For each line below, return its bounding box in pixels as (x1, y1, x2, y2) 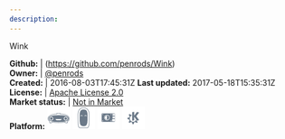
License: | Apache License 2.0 (9, 87, 124, 97)
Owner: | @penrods (9, 68, 84, 79)
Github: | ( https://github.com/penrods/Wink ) (9, 58, 176, 69)
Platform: (9, 120, 45, 131)
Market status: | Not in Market (9, 96, 124, 107)
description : (9, 14, 59, 23)
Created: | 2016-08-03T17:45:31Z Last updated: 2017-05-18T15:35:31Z (9, 77, 276, 88)
